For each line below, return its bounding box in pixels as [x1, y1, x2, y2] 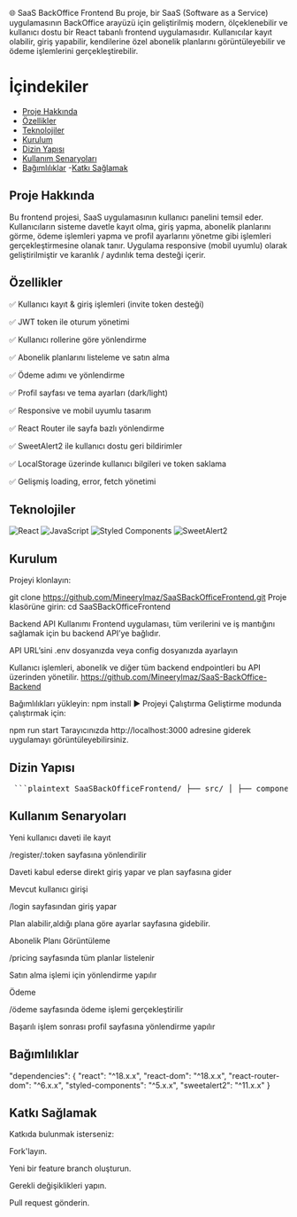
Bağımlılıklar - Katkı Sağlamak [21, 162, 128, 173]
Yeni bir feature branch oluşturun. [9, 1163, 132, 1174]
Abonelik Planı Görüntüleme [9, 935, 110, 946]
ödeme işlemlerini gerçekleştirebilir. [9, 46, 139, 56]
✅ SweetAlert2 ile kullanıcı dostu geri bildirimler [9, 441, 183, 451]
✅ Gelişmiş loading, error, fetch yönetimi [9, 476, 156, 487]
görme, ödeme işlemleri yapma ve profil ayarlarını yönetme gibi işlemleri [9, 230, 271, 241]
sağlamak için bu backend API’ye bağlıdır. [9, 628, 161, 639]
